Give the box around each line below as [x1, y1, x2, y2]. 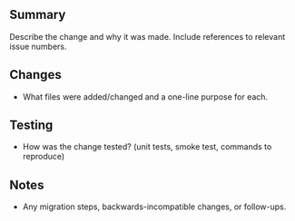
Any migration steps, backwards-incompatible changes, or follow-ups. [22, 201, 287, 212]
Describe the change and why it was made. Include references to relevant [9, 31, 286, 42]
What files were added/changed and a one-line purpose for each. [22, 91, 269, 102]
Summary [9, 7, 66, 23]
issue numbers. [9, 41, 67, 52]
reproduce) [22, 151, 65, 162]
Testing [9, 118, 54, 133]
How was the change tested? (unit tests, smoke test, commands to [22, 141, 272, 152]
